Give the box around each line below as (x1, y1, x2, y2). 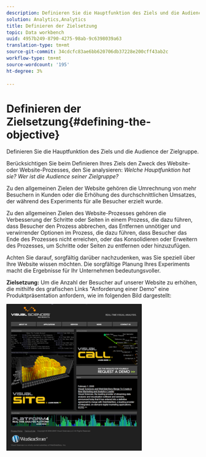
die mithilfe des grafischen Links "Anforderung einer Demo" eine (6, 285, 170, 293)
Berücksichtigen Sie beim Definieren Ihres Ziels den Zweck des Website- (6, 160, 191, 167)
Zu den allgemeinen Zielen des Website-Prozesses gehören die (6, 210, 167, 217)
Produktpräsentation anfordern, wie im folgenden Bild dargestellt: (6, 292, 172, 300)
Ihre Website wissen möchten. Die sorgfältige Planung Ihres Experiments (6, 260, 190, 268)
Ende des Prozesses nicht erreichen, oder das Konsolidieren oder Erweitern (6, 236, 197, 243)
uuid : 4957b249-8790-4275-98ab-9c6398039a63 (6, 36, 122, 42)
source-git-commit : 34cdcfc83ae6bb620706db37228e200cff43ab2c (6, 49, 169, 55)
